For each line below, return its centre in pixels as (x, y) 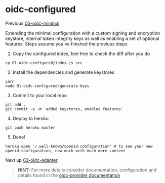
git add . (16, 105)
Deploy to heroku (31, 118)
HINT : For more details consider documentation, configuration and (87, 170)
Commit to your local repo (40, 95)
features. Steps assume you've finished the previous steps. (67, 43)
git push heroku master (30, 127)
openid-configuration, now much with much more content (65, 151)
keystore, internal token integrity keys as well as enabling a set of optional (82, 38)
